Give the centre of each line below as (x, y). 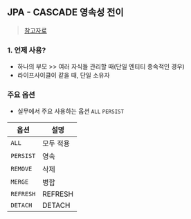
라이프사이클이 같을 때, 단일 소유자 (63, 76)
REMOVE (21, 169)
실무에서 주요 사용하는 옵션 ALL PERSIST (71, 111)
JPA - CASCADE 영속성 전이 (65, 12)
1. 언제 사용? (27, 50)
